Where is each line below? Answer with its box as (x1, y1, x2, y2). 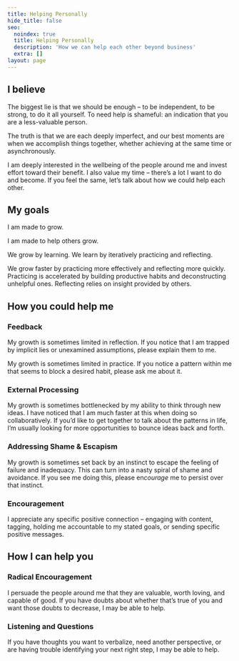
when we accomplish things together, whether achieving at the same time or (7, 139, 232, 147)
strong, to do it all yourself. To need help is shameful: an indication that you (7, 110, 228, 119)
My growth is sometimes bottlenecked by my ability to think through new (7, 401, 221, 409)
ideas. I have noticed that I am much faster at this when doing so (7, 409, 198, 417)
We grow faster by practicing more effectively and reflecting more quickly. (7, 264, 226, 273)
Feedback (7, 322, 43, 332)
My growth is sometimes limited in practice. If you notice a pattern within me (7, 359, 232, 368)
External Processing (7, 384, 79, 394)
